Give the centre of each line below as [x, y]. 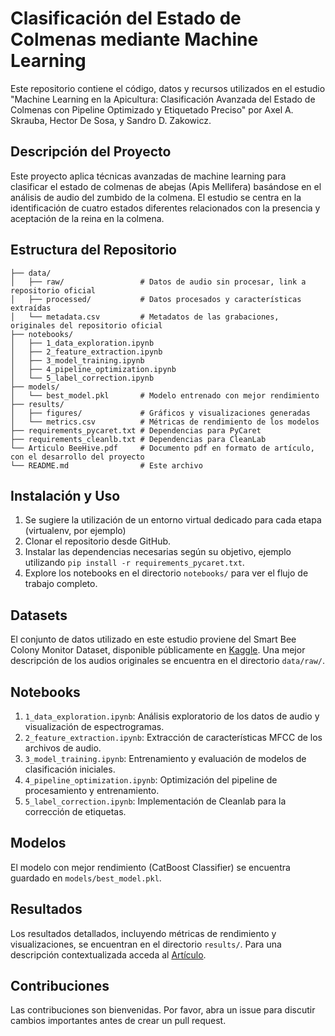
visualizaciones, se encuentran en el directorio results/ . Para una [146, 944]
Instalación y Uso [65, 495]
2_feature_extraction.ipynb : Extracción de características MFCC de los [173, 737]
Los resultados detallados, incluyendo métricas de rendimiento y [143, 933]
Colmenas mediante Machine [134, 39]
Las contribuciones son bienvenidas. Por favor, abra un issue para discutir [163, 1010]
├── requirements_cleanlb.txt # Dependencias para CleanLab [138, 439]
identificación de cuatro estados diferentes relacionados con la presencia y [165, 208]
